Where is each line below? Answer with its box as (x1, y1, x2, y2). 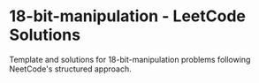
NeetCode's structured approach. (9, 64, 132, 74)
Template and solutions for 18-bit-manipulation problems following (9, 54, 251, 64)
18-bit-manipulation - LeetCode (9, 6, 246, 26)
